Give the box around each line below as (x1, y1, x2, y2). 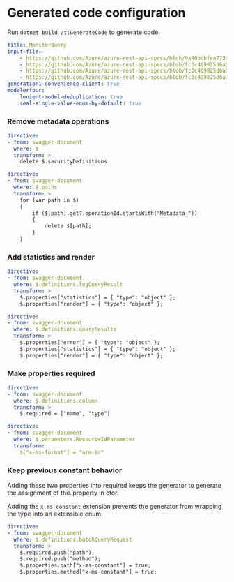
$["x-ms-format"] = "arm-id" (19, 449, 104, 456)
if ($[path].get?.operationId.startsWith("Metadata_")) (32, 209, 198, 217)
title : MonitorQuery (7, 41, 68, 48)
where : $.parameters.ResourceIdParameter (13, 436, 136, 443)
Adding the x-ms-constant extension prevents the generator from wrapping (7, 502, 222, 510)
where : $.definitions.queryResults (13, 326, 117, 333)
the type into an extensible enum (7, 509, 102, 518)
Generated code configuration (7, 5, 186, 21)
